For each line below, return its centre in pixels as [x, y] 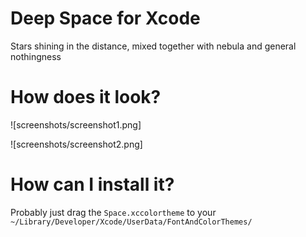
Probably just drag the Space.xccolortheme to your [113, 212]
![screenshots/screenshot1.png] [76, 124]
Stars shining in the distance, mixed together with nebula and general [153, 46]
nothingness [36, 56]
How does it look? [86, 97]
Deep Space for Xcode [105, 18]
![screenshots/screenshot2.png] [76, 144]
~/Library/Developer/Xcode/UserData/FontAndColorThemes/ [131, 222]
